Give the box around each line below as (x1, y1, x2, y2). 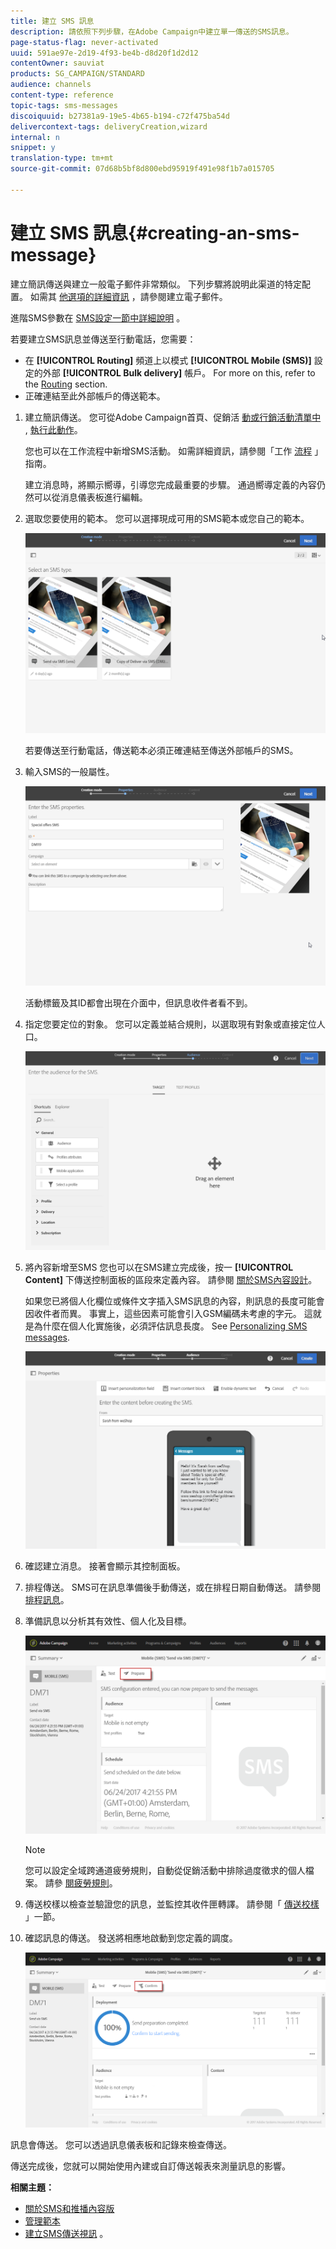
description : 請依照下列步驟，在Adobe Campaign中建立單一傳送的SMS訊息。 (10, 26, 294, 37)
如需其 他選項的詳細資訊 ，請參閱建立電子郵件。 (29, 290, 228, 302)
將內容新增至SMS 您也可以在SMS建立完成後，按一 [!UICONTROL (24, 1261, 294, 1274)
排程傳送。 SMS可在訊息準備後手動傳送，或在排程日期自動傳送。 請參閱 (24, 1581, 322, 1593)
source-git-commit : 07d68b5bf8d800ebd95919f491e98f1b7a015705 (10, 164, 275, 174)
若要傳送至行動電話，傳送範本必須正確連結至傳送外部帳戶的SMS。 (24, 744, 299, 756)
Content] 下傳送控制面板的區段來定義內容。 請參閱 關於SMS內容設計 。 (24, 1274, 318, 1286)
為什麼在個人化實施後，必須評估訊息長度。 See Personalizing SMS (33, 1320, 308, 1332)
